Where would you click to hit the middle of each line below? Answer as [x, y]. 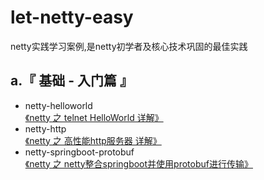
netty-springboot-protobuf [79, 152]
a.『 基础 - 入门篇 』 [71, 81]
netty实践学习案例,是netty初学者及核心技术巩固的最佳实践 [129, 46]
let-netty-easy [72, 17]
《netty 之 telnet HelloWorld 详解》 [94, 117]
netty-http [45, 128]
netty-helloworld [58, 105]
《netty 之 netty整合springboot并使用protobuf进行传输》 [138, 163]
